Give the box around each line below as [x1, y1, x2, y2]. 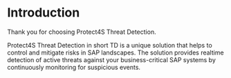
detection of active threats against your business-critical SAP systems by [7, 55, 216, 64]
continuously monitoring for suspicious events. [7, 63, 140, 71]
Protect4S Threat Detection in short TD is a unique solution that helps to [7, 41, 212, 49]
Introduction [7, 5, 80, 21]
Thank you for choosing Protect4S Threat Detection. [7, 28, 157, 36]
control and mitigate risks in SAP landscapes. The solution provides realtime [7, 48, 224, 57]
